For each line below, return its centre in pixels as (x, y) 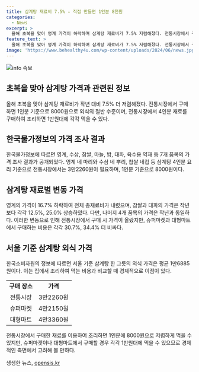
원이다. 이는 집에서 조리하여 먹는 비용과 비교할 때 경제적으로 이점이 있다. (89, 271)
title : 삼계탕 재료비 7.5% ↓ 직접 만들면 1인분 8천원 (65, 12)
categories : (21, 17)
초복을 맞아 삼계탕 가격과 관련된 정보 (68, 89)
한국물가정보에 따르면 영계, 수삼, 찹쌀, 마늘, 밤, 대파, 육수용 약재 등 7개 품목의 (95, 154)
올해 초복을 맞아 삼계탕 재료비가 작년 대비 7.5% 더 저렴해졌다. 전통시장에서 (92, 104)
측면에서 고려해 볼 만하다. (46, 350)
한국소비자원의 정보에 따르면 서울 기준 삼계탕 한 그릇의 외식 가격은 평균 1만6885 (98, 263)
